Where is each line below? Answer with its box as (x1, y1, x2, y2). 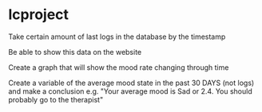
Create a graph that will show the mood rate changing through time (8, 62, 229, 72)
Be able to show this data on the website (8, 47, 142, 56)
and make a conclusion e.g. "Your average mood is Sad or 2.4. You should (8, 86, 253, 96)
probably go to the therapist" (8, 95, 104, 104)
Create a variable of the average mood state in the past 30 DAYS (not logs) (8, 78, 255, 87)
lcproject (8, 6, 69, 24)
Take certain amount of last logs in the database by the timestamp (8, 32, 226, 41)
